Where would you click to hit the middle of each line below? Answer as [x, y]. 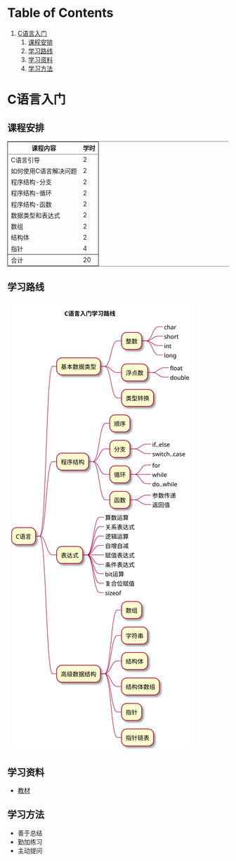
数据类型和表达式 [35, 215]
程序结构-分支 [32, 182]
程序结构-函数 [32, 204]
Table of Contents [60, 13]
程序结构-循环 [32, 193]
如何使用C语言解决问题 [44, 171]
